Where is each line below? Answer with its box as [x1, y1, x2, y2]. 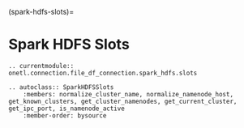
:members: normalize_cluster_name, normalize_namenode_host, [23, 90, 233, 98]
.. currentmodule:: [8, 62, 75, 70]
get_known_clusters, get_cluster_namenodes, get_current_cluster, [8, 97, 238, 105]
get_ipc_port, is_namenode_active [8, 105, 126, 113]
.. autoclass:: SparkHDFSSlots [8, 83, 114, 92]
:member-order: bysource [23, 111, 107, 120]
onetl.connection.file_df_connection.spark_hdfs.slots [8, 69, 198, 77]
